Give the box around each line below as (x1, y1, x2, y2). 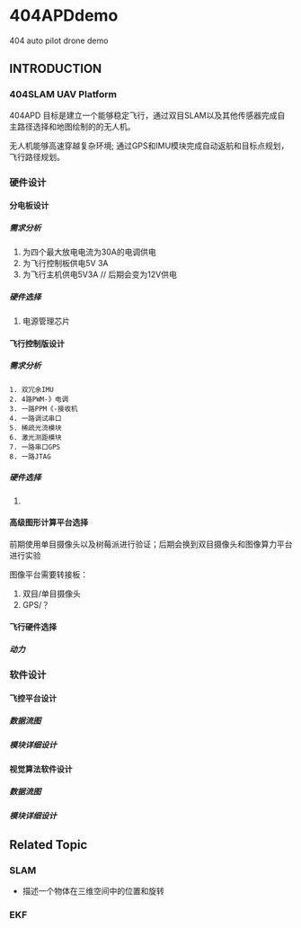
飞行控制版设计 (9, 338, 65, 349)
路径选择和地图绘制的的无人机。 (16, 120, 136, 131)
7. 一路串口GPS (9, 442, 61, 451)
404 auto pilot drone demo (9, 35, 109, 46)
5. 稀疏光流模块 (9, 424, 62, 433)
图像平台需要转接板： (9, 568, 88, 580)
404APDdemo (9, 5, 119, 26)
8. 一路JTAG (9, 451, 51, 461)
